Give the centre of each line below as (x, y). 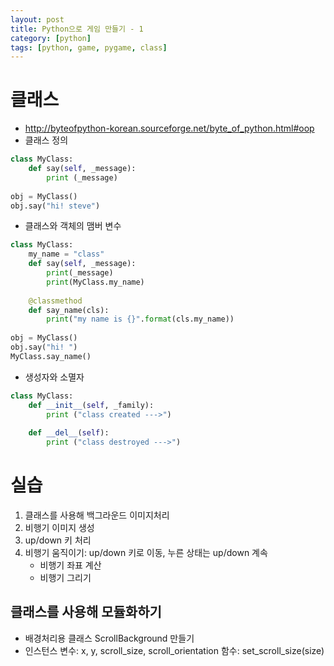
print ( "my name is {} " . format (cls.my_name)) (140, 319)
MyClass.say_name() (51, 356)
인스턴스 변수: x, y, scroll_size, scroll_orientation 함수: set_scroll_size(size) (174, 650)
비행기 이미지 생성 (59, 527)
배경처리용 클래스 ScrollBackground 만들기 (109, 638)
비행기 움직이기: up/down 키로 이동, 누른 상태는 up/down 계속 (146, 552)
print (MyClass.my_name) (95, 282)
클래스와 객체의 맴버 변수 (73, 226)
